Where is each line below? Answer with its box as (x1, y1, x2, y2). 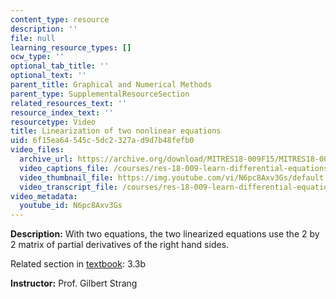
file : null (10, 33, 56, 43)
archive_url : (19, 154, 74, 164)
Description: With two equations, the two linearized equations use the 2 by (10, 228, 320, 240)
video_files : (10, 145, 65, 155)
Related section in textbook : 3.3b (10, 258, 147, 270)
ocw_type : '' (10, 52, 65, 62)
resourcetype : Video (10, 117, 97, 127)
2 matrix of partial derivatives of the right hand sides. (10, 239, 230, 251)
